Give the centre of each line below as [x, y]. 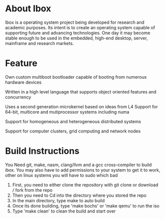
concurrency [18, 97]
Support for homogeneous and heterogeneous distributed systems [73, 121]
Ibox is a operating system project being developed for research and [75, 22]
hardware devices [23, 82]
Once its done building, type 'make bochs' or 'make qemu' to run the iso [86, 206]
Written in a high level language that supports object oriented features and [81, 91]
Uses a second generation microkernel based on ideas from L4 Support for [82, 106]
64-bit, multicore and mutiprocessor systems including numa [67, 112]
